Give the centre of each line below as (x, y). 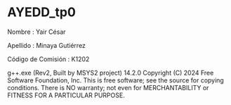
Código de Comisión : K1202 (48, 59)
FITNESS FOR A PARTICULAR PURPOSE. (66, 95)
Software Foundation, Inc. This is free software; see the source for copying (116, 80)
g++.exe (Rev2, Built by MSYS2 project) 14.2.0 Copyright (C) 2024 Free (111, 73)
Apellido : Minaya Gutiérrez (47, 45)
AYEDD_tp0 (41, 12)
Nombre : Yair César (37, 32)
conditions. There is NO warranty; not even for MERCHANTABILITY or (108, 87)
